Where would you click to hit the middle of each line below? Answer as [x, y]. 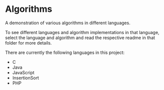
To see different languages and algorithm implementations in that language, [82, 32]
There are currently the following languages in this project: [65, 52]
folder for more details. [28, 43]
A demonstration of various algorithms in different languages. [68, 23]
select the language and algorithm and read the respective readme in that [80, 38]
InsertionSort [26, 78]
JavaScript [23, 72]
